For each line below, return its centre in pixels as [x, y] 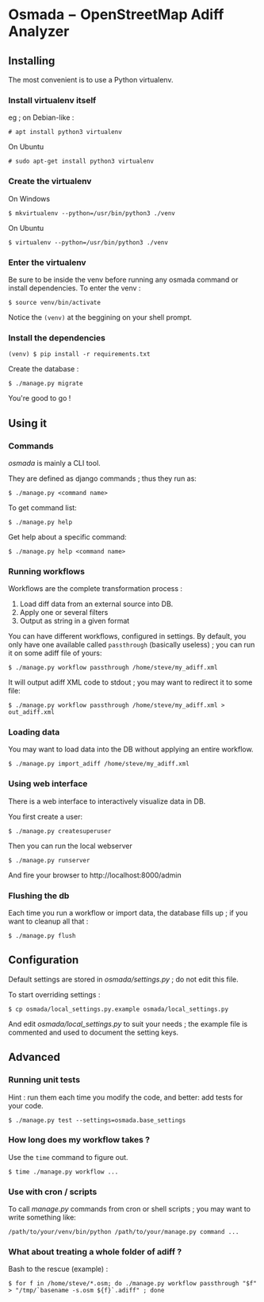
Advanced [34, 1057]
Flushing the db [39, 896]
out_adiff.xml [32, 712]
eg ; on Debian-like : [41, 117]
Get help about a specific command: [67, 536]
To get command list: [42, 507]
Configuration [44, 960]
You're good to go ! [40, 398]
